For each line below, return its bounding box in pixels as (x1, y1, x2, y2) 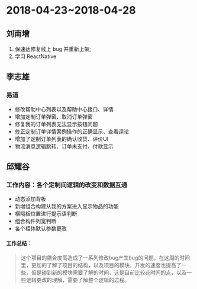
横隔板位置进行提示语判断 (14, 210, 77, 217)
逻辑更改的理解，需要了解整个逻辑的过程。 (25, 276, 130, 283)
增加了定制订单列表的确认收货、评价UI (14, 135, 108, 142)
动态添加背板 (14, 195, 46, 203)
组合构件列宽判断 (14, 217, 57, 225)
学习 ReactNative (14, 53, 57, 60)
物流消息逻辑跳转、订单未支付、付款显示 (14, 143, 114, 150)
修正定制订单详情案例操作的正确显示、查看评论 (14, 128, 129, 135)
